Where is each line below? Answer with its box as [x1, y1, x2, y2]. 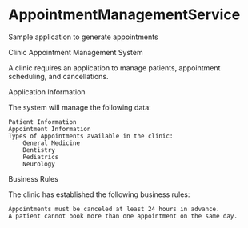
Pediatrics [22, 153, 59, 161]
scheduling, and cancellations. [8, 71, 110, 81]
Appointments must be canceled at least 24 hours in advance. [8, 205, 220, 213]
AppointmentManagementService [8, 6, 241, 24]
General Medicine [22, 138, 81, 147]
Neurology [22, 160, 56, 168]
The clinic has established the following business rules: [8, 190, 190, 199]
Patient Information [8, 118, 78, 126]
